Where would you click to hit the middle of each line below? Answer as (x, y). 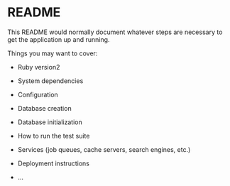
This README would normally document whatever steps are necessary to (115, 32)
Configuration (38, 94)
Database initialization (50, 122)
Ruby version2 (39, 67)
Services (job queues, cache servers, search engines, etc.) (104, 149)
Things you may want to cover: (53, 53)
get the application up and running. (59, 39)
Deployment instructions (54, 163)
